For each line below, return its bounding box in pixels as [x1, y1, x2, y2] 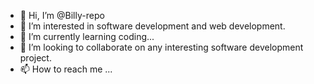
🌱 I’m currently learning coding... [19, 31, 155, 42]
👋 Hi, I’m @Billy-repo [19, 10, 105, 21]
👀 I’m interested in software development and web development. [19, 20, 286, 32]
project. [19, 52, 52, 64]
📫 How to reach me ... [19, 63, 113, 75]
